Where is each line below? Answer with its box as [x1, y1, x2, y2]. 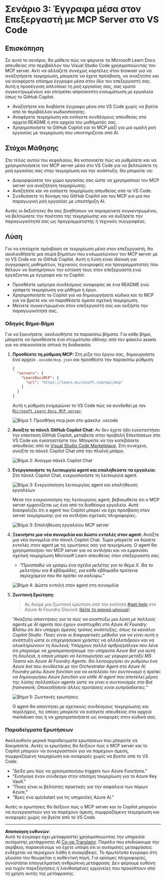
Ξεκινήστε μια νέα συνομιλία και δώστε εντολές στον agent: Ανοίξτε [12, 532, 160, 538]
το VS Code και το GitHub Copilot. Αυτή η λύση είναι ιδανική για [5, 256, 137, 262]
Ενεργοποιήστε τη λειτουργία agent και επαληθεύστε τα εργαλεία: [12, 467, 157, 473]
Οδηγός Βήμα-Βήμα [5, 320, 54, 327]
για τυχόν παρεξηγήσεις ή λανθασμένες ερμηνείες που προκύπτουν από [5, 865, 156, 871]
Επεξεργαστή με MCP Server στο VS [5, 14, 159, 25]
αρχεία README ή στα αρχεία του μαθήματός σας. [12, 120, 118, 125]
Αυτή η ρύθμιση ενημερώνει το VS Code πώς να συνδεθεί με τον [12, 402, 146, 408]
